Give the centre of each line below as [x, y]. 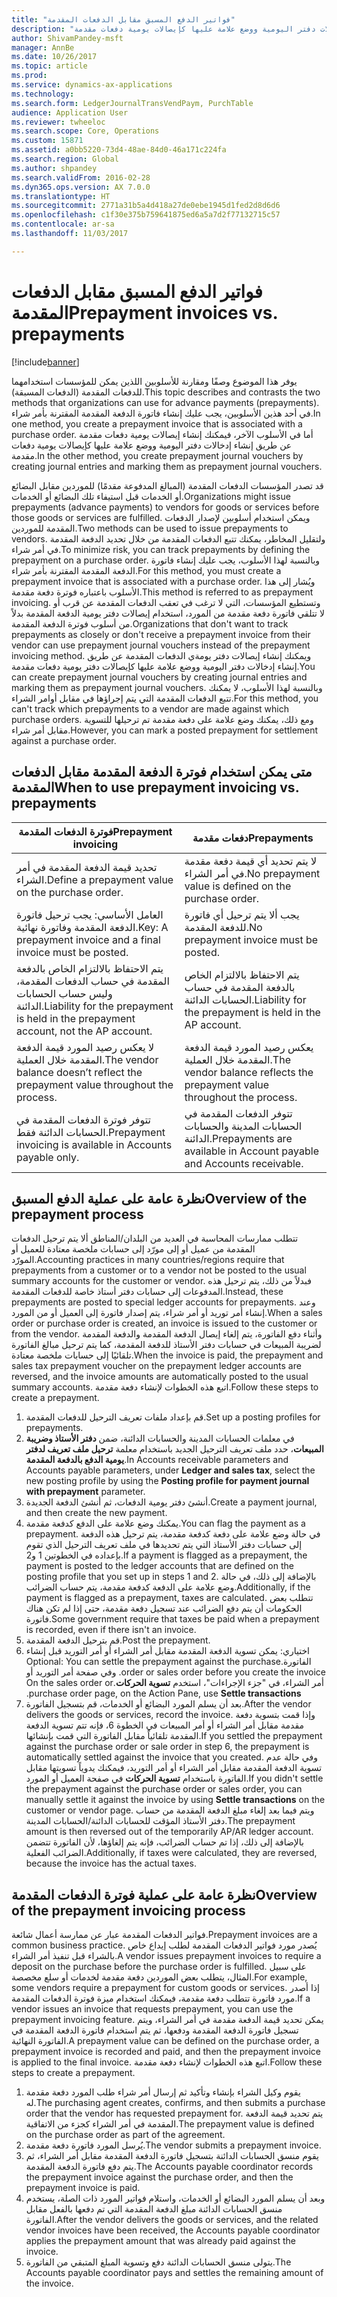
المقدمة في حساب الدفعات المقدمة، [93, 981]
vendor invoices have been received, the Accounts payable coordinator [173, 2230]
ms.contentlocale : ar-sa [63, 224]
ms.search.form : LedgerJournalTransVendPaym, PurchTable [132, 103]
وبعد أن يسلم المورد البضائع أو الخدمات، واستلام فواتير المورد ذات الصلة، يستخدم [175, 2198]
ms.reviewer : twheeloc [58, 122]
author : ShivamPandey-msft [67, 38]
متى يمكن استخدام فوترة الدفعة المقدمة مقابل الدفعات [162, 772]
